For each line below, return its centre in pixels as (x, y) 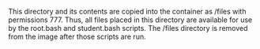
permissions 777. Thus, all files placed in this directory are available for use (130, 20)
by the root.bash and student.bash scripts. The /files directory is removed (128, 28)
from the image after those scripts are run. (77, 36)
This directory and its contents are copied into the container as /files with (127, 11)
